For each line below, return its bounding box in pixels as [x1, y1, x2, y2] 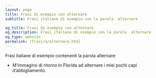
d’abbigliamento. [12, 67, 46, 73]
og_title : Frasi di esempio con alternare [5, 25, 94, 30]
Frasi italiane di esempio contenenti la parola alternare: [5, 52, 117, 58]
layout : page [5, 7, 32, 12]
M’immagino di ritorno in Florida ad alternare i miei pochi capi [12, 62, 137, 68]
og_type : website [5, 35, 41, 39]
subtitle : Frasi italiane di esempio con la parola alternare [5, 16, 138, 21]
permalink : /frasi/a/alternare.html [5, 39, 80, 44]
